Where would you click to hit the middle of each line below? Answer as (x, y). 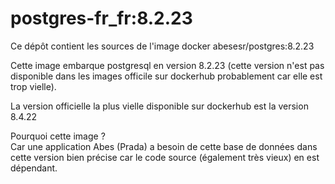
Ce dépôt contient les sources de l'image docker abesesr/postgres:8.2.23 (162, 46)
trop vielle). (33, 86)
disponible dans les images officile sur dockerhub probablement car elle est (166, 76)
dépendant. (34, 168)
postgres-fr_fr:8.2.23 (101, 18)
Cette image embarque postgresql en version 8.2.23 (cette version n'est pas (167, 65)
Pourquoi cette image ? (58, 136)
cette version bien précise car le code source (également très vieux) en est (165, 157)
